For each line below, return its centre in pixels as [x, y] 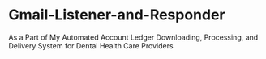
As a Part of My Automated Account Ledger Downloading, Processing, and [133, 37]
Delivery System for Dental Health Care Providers [91, 45]
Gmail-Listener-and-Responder [117, 15]
